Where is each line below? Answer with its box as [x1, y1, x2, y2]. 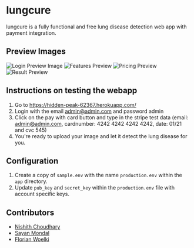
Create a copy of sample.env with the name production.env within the [14, 172, 182, 179]
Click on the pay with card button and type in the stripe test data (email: [14, 113, 189, 121]
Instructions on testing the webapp [6, 86, 138, 96]
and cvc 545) [14, 126, 47, 133]
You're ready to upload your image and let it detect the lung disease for [14, 132, 188, 139]
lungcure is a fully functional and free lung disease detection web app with [6, 23, 187, 30]
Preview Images [6, 47, 66, 57]
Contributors [6, 207, 55, 217]
